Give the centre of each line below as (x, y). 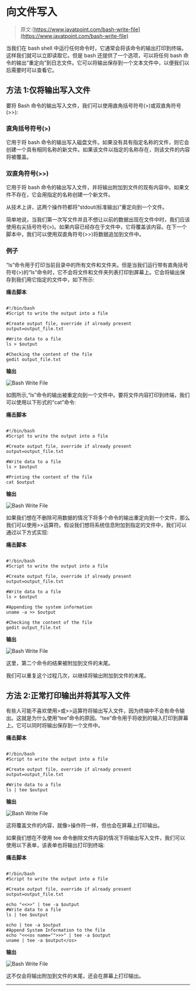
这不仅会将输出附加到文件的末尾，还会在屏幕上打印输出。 (75, 976)
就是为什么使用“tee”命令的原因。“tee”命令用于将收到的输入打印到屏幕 (105, 718)
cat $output (20, 482)
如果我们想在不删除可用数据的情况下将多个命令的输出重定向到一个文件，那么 (98, 517)
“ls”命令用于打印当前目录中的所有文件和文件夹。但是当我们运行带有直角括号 (97, 265)
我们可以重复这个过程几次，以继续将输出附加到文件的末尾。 (78, 675)
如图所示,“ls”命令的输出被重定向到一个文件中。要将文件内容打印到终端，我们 (98, 395)
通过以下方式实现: (27, 532)
